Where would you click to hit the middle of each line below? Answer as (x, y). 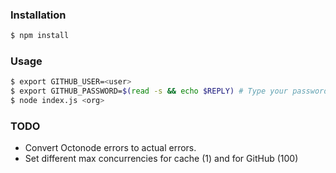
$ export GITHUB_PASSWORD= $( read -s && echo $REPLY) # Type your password (169, 91)
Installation (38, 15)
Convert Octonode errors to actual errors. (110, 148)
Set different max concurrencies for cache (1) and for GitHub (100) (161, 159)
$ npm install (40, 36)
